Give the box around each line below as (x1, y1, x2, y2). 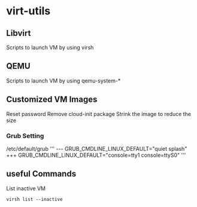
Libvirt (6, 28, 31, 38)
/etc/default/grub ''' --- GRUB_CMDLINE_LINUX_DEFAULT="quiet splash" (6, 145, 187, 152)
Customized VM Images (6, 95, 98, 105)
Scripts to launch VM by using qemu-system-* (6, 77, 121, 84)
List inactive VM (6, 184, 46, 192)
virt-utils (6, 4, 51, 18)
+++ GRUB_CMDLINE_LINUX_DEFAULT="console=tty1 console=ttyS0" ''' (6, 151, 186, 159)
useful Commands (6, 169, 77, 179)
